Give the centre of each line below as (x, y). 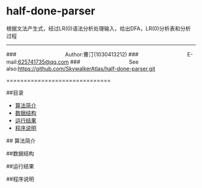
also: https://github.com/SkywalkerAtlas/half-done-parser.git (81, 68)
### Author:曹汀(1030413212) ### (72, 54)
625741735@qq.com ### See (78, 62)
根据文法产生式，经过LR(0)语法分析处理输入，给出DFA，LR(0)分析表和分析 (99, 28)
